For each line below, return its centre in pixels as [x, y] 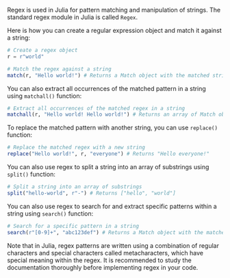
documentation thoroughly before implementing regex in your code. [103, 267]
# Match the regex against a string [59, 69]
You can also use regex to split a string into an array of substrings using [108, 167]
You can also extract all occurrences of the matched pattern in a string [107, 88]
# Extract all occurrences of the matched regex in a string [96, 108]
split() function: [31, 174]
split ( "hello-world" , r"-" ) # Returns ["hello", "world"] [91, 193]
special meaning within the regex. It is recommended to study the [99, 260]
